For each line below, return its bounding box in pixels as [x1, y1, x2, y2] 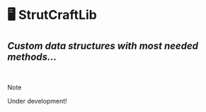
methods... [7, 51, 57, 63]
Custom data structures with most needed [7, 39, 199, 51]
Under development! [7, 97, 67, 105]
